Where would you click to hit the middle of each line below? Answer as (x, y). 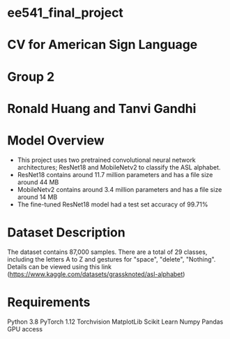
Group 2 (31, 76)
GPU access (25, 329)
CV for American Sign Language (102, 45)
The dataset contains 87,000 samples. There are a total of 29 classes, (107, 252)
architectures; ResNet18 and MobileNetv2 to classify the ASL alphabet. (119, 167)
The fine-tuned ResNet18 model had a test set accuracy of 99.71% (113, 204)
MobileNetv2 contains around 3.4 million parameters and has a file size (120, 189)
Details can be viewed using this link (59, 266)
